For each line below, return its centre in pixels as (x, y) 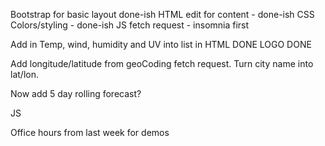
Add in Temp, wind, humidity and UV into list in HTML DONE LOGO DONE (161, 44)
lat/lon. (24, 74)
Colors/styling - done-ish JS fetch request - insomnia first (130, 25)
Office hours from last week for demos (90, 132)
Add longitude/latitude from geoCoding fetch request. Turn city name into (162, 63)
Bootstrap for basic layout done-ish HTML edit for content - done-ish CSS (162, 14)
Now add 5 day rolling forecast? (76, 93)
